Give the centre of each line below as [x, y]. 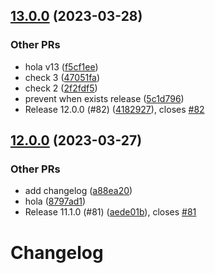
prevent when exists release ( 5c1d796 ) [104, 98]
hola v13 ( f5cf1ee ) [61, 66]
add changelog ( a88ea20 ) [78, 191]
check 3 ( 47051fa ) [62, 77]
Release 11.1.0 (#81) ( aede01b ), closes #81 [110, 212]
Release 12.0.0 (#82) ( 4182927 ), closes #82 [114, 109]
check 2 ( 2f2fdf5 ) [61, 88]
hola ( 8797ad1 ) [55, 201]
